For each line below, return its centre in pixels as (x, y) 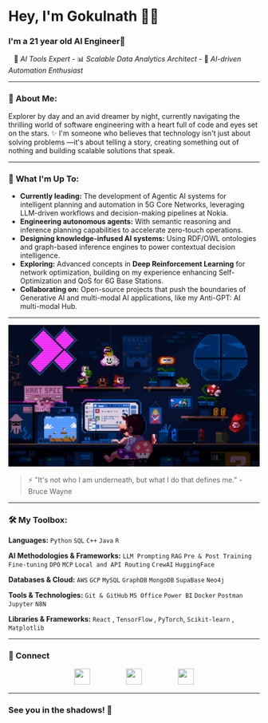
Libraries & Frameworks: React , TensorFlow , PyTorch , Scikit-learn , (121, 618)
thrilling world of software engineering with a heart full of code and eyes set (133, 124)
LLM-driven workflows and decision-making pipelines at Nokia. (124, 213)
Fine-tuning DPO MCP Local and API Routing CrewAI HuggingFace (112, 565)
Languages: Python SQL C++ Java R (64, 540)
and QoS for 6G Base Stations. (114, 281)
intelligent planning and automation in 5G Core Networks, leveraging (132, 205)
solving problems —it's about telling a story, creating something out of (124, 142)
